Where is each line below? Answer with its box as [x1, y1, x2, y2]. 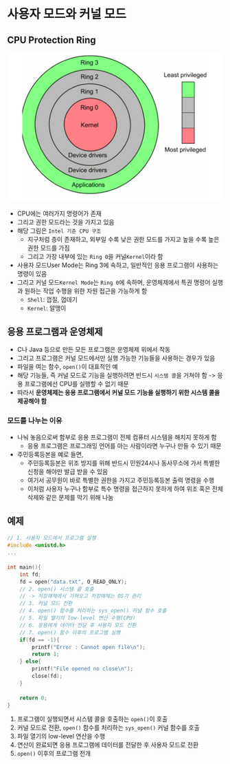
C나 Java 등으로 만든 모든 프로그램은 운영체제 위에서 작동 [16, 346, 171, 354]
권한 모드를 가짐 [27, 244, 70, 252]
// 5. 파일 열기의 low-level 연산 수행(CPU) [19, 615, 136, 622]
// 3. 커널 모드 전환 [19, 600, 73, 607]
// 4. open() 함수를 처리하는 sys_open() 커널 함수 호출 [19, 607, 167, 615]
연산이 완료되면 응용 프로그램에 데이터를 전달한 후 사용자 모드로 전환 [16, 741, 199, 749]
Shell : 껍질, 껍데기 [27, 295, 78, 304]
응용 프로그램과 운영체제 [7, 326, 103, 337]
